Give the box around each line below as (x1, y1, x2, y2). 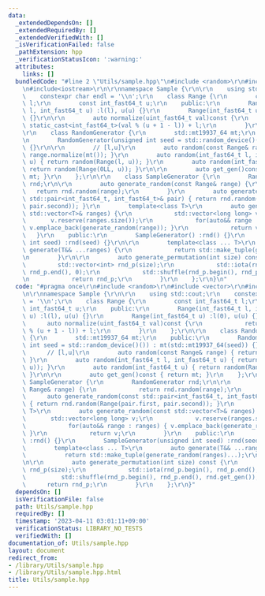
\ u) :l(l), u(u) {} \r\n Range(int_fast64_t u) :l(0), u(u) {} (22, 312, 259, 320)
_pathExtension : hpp (15, 48, 83, 56)
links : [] (22, 70, 55, 78)
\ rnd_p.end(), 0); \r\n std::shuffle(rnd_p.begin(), (22, 268, 238, 276)
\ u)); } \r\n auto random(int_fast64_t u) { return (22, 363, 221, 371)
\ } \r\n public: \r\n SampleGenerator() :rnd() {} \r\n (22, 232, 245, 240)
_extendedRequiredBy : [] (15, 26, 97, 34)
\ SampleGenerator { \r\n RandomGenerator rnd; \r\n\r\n (22, 378, 231, 386)
